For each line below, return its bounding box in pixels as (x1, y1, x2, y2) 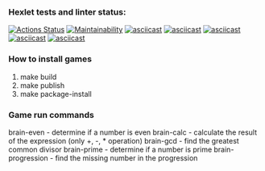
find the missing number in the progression (55, 152, 198, 163)
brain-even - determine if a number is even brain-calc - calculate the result (8, 127, 258, 137)
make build (19, 72, 57, 81)
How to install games (8, 53, 93, 65)
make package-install (19, 89, 93, 98)
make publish (19, 80, 65, 90)
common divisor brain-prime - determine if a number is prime (8, 144, 213, 154)
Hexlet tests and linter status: (8, 6, 126, 18)
